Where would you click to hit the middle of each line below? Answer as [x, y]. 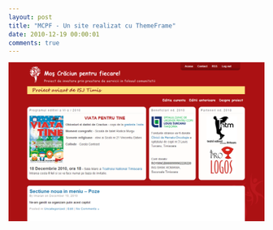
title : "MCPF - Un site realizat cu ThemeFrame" [92, 26]
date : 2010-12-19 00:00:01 [54, 34]
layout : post [30, 17]
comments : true [34, 43]
